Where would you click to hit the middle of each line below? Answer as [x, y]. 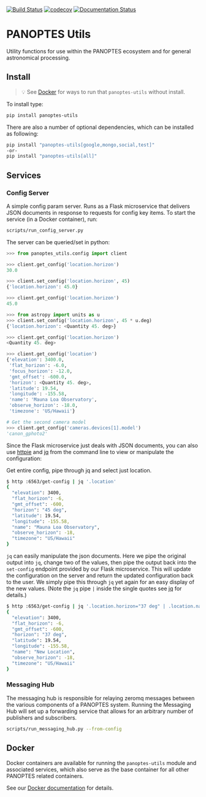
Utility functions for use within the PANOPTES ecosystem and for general [99, 51]
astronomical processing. [38, 58]
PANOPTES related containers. [45, 776]
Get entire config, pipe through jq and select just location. [79, 470]
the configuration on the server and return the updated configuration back [100, 576]
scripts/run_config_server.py [45, 230]
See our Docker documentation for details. [60, 788]
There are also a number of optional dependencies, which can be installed [100, 127]
